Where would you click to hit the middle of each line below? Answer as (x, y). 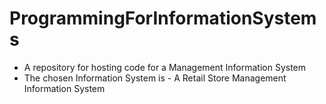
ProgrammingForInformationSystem (163, 18)
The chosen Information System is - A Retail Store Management (155, 78)
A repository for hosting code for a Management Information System (165, 67)
